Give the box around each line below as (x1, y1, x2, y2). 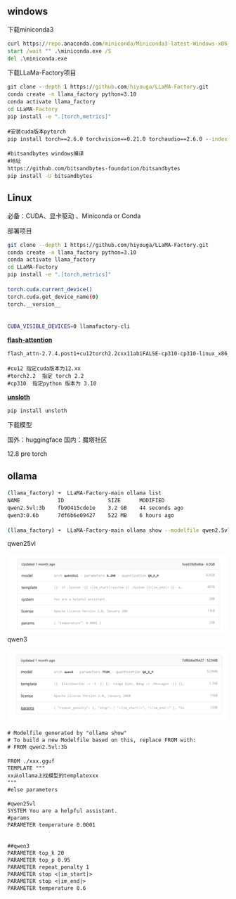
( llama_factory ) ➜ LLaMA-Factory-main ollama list (7, 490, 162, 497)
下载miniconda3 (7, 25, 54, 34)
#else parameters (7, 786, 58, 793)
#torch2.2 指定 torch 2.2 (7, 372, 84, 379)
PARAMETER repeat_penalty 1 (7, 864, 90, 871)
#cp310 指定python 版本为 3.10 (7, 380, 97, 387)
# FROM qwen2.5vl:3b (7, 744, 68, 751)
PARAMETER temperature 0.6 (7, 885, 86, 892)
